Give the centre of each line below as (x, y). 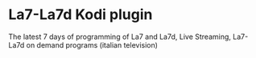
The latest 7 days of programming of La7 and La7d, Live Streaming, (120, 37)
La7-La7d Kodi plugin (81, 15)
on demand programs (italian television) (92, 44)
